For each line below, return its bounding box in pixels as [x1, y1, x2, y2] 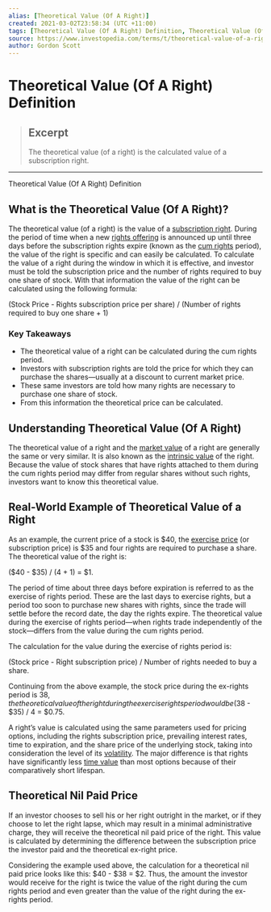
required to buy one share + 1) [8, 307, 109, 317]
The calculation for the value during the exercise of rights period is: [8, 641, 232, 651]
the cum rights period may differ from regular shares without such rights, [8, 469, 251, 479]
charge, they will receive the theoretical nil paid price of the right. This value [8, 827, 261, 837]
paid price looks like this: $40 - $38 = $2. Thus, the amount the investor [8, 868, 248, 878]
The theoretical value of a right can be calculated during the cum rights [19, 346, 257, 356]
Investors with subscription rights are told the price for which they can [19, 364, 254, 374]
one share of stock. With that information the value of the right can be [8, 275, 240, 285]
